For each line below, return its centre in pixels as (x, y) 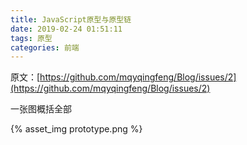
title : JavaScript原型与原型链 (71, 19)
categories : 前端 (45, 47)
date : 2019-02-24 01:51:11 (66, 29)
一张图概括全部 (41, 109)
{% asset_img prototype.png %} (76, 129)
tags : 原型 (31, 38)
